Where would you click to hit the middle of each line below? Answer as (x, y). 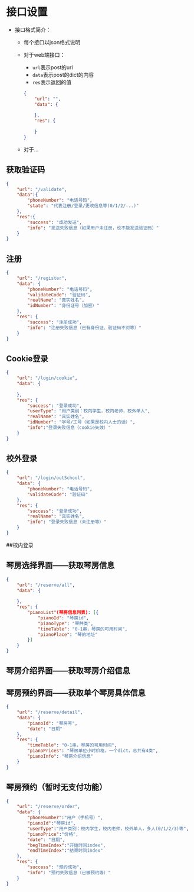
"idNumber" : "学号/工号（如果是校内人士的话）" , (81, 422)
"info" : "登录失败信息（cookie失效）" (69, 428)
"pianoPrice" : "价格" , (53, 834)
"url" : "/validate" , (42, 189)
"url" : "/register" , (42, 278)
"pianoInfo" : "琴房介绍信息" (60, 757)
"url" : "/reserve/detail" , (50, 712)
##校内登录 (20, 545)
